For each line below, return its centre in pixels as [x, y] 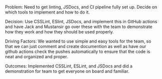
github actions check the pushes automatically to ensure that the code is [78, 51]
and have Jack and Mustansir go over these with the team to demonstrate [79, 27]
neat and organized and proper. [37, 57]
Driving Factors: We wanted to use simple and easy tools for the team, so [78, 41]
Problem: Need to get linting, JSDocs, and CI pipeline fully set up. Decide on [81, 7]
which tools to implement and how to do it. [48, 12]
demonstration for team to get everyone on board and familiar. [67, 71]
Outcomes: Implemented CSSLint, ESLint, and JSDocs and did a [69, 66]
